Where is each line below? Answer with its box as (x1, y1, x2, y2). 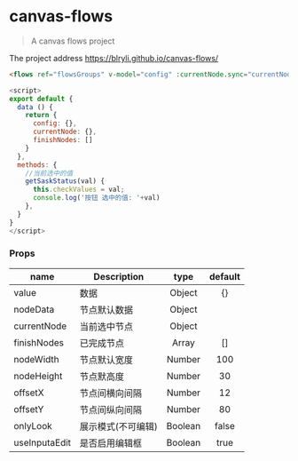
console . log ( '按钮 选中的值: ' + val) (32, 194, 161, 203)
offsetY (13, 402, 44, 415)
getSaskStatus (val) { (25, 177, 105, 186)
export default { (9, 94, 74, 103)
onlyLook (13, 419, 53, 432)
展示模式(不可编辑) (79, 420, 158, 433)
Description (93, 270, 145, 282)
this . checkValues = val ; (32, 185, 125, 195)
